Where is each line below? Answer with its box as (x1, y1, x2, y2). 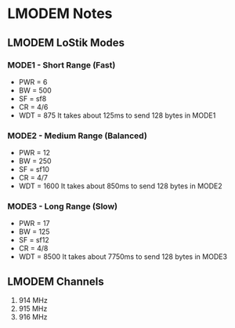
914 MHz (18, 296, 48, 305)
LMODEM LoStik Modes (7, 36, 125, 49)
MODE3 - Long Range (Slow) (7, 201, 118, 212)
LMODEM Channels (7, 275, 104, 288)
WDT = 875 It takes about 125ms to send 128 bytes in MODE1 (18, 111, 216, 120)
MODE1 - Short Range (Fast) (7, 60, 116, 71)
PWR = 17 (18, 219, 50, 228)
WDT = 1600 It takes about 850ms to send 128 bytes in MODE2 (18, 181, 222, 191)
